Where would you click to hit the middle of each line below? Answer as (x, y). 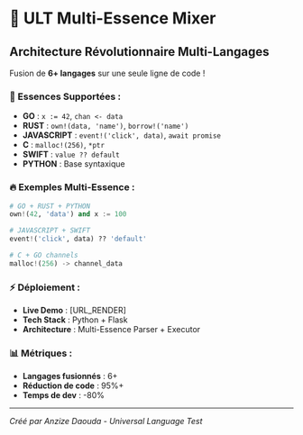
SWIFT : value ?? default (71, 154)
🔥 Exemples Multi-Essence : (72, 187)
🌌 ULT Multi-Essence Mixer (113, 18)
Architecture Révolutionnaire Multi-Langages (139, 52)
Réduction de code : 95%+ (73, 385)
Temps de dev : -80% (64, 395)
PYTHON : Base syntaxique (74, 164)
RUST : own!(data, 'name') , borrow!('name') (106, 126)
